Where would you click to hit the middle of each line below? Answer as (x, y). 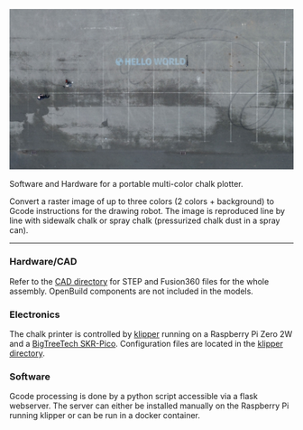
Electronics (35, 314)
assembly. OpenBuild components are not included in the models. (132, 291)
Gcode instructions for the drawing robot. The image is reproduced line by (147, 210)
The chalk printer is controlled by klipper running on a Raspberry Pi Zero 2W (151, 334)
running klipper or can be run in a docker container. (105, 416)
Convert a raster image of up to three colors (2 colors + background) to (142, 201)
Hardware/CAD (43, 262)
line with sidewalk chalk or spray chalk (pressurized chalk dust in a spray (145, 220)
